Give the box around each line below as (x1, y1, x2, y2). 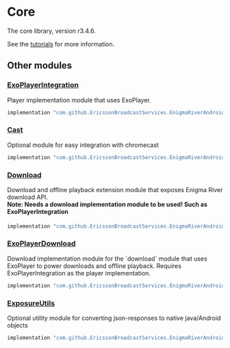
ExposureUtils (7, 298, 55, 308)
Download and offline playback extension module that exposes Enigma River (7, 185, 223, 193)
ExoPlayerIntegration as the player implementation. (7, 269, 151, 277)
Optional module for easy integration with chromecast (7, 141, 159, 149)
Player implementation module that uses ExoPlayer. (7, 96, 152, 104)
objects (7, 321, 29, 329)
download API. (7, 193, 49, 201)
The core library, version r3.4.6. (7, 27, 96, 35)
